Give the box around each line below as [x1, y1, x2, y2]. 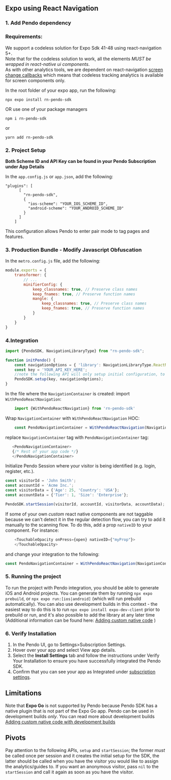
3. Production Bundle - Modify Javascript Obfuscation [5, 246, 142, 253]
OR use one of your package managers [5, 106, 88, 112]
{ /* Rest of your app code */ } [12, 449, 79, 454]
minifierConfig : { [23, 282, 63, 287]
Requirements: [5, 33, 43, 40]
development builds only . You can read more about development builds [5, 713, 155, 719]
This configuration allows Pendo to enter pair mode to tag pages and [5, 228, 150, 234]
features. [5, 233, 24, 240]
